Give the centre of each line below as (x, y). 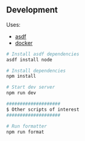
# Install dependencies (36, 70)
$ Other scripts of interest (43, 109)
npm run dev (21, 93)
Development (32, 10)
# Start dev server (31, 88)
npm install (21, 76)
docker (24, 43)
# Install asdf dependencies (43, 54)
